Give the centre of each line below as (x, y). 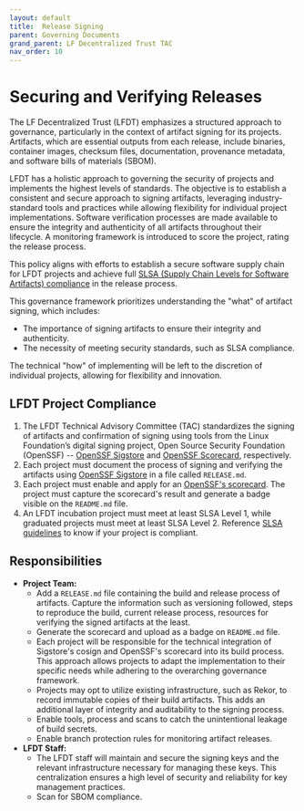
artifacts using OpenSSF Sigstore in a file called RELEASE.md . (135, 474)
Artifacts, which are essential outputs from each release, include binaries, (147, 141)
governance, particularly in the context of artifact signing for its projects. (146, 132)
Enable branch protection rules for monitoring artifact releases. (154, 738)
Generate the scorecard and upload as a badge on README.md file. (158, 631)
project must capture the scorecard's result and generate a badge (147, 494)
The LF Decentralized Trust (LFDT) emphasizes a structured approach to (146, 122)
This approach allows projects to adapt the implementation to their (161, 660)
